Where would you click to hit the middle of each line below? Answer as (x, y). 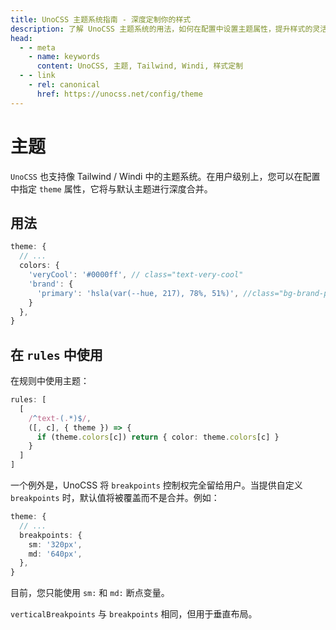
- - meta (37, 47)
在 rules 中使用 (56, 354)
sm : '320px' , (55, 544)
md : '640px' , (55, 554)
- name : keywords (64, 57)
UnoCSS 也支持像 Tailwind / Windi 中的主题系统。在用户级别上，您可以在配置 (165, 176)
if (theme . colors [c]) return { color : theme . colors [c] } (158, 437)
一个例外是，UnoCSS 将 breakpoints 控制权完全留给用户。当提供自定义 (156, 485)
